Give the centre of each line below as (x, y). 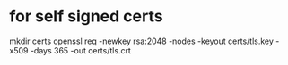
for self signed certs (86, 16)
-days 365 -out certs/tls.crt (81, 50)
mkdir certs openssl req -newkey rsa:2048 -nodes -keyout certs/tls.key (141, 41)
